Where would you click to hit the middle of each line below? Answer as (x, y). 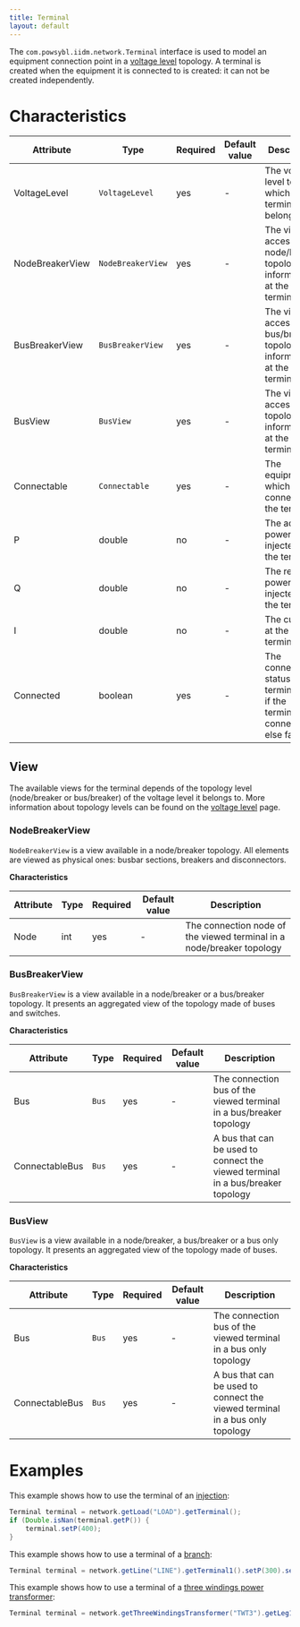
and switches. (35, 1013)
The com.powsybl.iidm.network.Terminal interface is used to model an (138, 51)
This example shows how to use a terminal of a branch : (111, 1554)
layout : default (39, 26)
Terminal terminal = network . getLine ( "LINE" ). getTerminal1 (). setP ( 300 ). (147, 1571)
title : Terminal (39, 17)
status (278, 679)
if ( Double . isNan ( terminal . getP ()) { (79, 1520)
